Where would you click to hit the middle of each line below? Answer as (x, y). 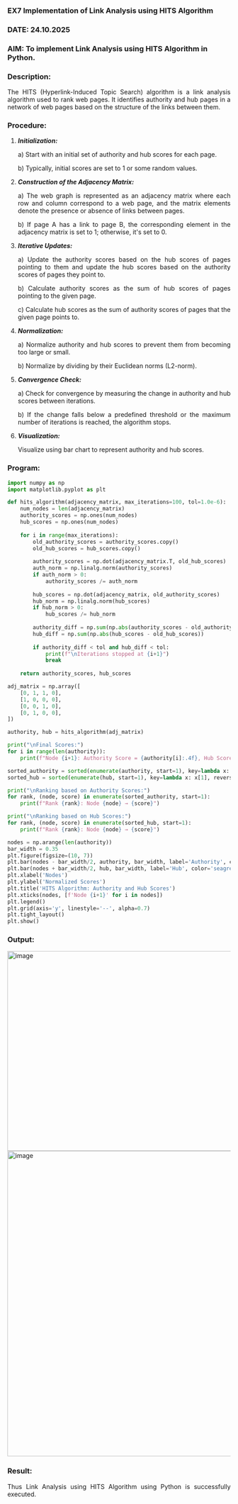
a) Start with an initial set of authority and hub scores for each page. (117, 155)
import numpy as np (36, 483)
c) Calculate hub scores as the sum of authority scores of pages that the (124, 310)
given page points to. (49, 317)
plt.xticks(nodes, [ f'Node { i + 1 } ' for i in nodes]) (85, 895)
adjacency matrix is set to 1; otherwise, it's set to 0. (92, 232)
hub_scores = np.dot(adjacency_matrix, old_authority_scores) (126, 594)
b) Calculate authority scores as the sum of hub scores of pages (124, 289)
